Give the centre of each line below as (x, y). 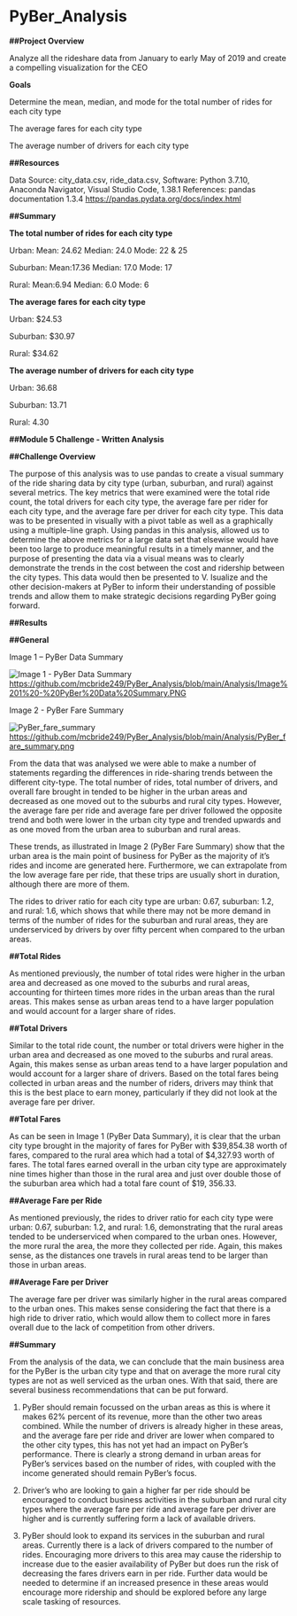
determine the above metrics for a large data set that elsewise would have (144, 539)
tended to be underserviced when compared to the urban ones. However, (143, 1236)
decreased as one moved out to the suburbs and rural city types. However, (145, 800)
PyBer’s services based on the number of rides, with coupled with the (149, 1464)
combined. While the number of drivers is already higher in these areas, (152, 1425)
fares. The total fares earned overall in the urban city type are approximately (148, 1164)
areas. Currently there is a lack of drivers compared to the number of (148, 1545)
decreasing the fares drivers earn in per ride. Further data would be (145, 1573)
